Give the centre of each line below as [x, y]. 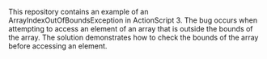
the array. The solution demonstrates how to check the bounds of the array [133, 37]
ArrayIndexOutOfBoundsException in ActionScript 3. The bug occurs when [133, 20]
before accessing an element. [58, 46]
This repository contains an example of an [78, 12]
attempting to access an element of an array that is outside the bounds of [131, 29]
